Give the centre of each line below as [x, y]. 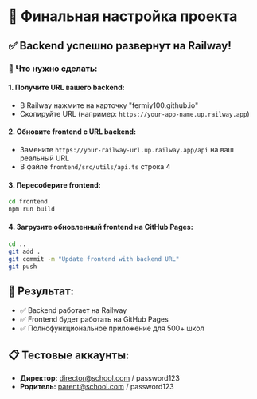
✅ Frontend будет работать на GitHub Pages [94, 319]
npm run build [32, 209]
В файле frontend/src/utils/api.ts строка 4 [95, 166]
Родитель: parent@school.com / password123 [97, 387]
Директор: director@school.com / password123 [100, 378]
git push [23, 267]
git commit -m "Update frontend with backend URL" [94, 259]
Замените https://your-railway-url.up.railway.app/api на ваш [127, 149]
